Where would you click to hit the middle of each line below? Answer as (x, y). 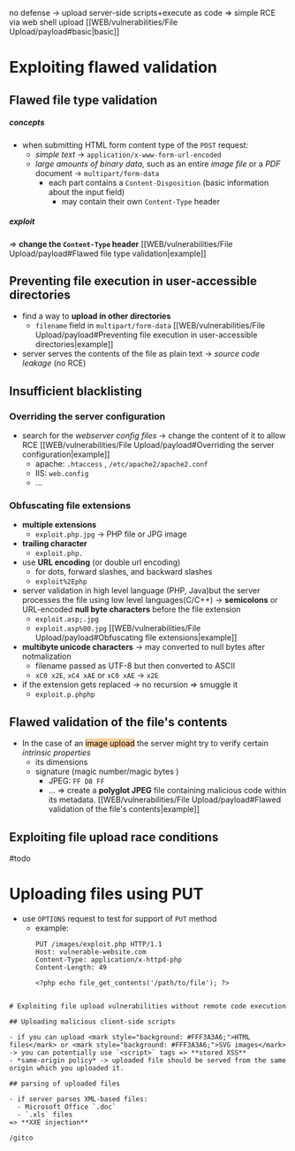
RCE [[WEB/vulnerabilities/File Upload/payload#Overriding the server (148, 445)
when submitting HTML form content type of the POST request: (135, 144)
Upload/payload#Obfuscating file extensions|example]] (136, 637)
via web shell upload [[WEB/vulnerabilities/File (94, 22)
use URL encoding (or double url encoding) (101, 562)
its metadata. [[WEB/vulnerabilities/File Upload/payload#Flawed (164, 800)
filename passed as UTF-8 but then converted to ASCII (135, 666)
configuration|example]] (66, 454)
